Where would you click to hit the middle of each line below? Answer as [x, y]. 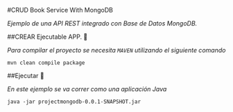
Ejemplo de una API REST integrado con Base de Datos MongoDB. [102, 23]
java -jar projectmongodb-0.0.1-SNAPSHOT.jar [74, 102]
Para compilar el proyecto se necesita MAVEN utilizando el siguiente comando [116, 50]
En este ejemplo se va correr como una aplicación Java [87, 89]
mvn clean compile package [46, 63]
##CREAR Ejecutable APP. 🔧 [48, 37]
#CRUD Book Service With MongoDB [60, 10]
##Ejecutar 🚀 [26, 76]
